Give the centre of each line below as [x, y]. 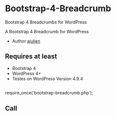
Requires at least [31, 57]
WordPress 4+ [27, 73]
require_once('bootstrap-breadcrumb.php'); [49, 93]
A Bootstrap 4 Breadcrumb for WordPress [47, 31]
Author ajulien [26, 41]
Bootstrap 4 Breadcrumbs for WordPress [46, 22]
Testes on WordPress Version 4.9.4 [48, 78]
